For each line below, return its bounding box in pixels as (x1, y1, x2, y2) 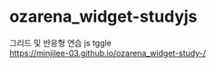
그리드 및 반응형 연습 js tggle (9, 37, 112, 48)
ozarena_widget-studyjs (9, 6, 198, 27)
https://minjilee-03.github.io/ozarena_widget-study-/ (9, 47, 207, 58)
